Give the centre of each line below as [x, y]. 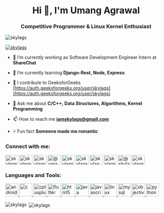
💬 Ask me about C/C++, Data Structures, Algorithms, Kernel [77, 103]
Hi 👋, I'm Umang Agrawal [86, 10]
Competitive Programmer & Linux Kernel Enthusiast [86, 27]
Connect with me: [28, 146]
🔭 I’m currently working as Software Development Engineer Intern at [85, 57]
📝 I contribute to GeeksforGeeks [47, 83]
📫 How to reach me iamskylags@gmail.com [61, 119]
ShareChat [24, 63]
